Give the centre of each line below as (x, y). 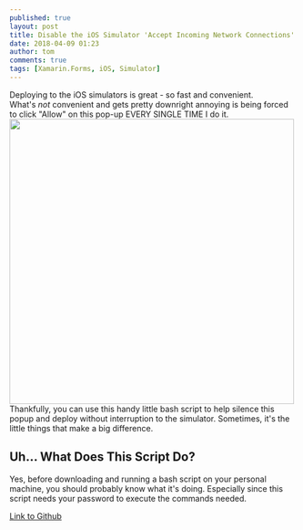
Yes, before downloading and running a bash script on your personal (138, 479)
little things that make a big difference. (81, 428)
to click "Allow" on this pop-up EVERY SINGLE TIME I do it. (119, 114)
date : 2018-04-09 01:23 (55, 43)
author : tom (32, 52)
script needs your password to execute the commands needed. (128, 498)
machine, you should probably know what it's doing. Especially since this (146, 488)
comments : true (38, 60)
